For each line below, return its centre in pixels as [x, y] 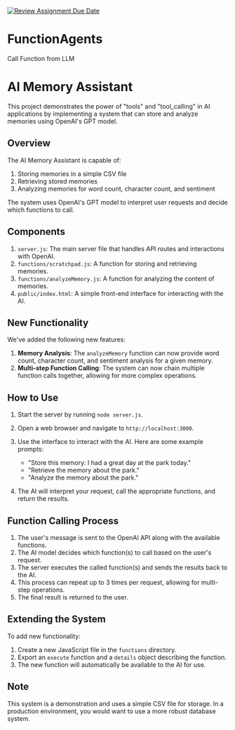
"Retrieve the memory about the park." [84, 471]
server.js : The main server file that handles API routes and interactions [121, 248]
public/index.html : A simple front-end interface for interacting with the [120, 293]
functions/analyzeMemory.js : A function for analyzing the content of [116, 278]
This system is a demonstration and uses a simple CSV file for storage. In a [116, 703]
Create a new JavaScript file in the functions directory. [97, 649]
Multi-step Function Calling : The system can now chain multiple [111, 368]
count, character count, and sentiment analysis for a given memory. [115, 360]
